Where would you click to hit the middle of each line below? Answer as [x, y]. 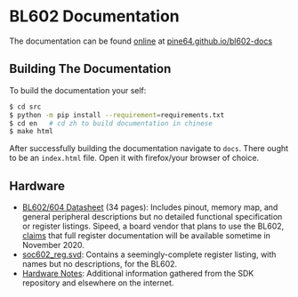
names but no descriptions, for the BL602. [100, 264]
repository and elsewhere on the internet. [98, 283]
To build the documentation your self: [78, 90]
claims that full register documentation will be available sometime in [146, 236]
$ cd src [25, 107]
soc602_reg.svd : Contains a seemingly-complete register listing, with [149, 254]
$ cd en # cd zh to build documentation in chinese [111, 123]
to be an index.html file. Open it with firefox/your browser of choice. [134, 158]
